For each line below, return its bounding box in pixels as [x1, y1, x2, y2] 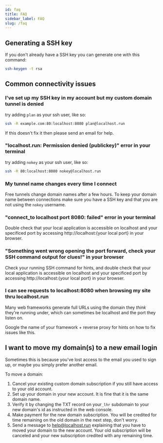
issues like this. [5, 329, 36, 335]
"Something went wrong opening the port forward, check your [5, 247, 156, 254]
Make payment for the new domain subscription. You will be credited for [12, 412, 157, 418]
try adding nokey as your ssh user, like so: [5, 159, 89, 165]
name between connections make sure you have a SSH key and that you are [5, 196, 158, 202]
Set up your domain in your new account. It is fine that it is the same [12, 391, 149, 397]
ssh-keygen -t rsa [5, 66, 42, 71]
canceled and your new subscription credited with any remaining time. [12, 432, 153, 438]
